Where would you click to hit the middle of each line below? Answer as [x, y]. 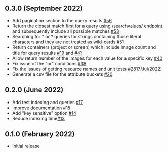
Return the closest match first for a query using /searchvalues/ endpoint [87, 26]
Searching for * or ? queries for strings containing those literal [76, 36]
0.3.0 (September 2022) [44, 8]
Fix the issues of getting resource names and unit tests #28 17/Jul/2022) [87, 69]
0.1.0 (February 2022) [40, 134]
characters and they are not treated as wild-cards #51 [68, 42]
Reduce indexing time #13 [38, 118]
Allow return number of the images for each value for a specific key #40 [87, 58]
